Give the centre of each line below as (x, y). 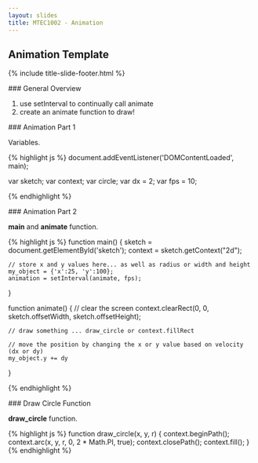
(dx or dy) (26, 352)
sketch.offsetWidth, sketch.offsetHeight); (74, 317)
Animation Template (59, 55)
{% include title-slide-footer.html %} (67, 73)
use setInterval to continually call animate (87, 104)
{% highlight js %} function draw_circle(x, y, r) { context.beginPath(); (119, 434)
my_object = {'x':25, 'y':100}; (61, 272)
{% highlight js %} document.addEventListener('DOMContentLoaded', (121, 158)
